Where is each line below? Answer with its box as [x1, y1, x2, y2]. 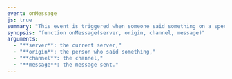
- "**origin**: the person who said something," [13, 49, 156, 56]
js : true [7, 16, 32, 23]
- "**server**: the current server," [13, 42, 122, 49]
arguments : [7, 36, 39, 43]
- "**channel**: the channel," [13, 55, 104, 62]
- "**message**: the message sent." [13, 61, 119, 68]
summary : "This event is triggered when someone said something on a [7, 23, 212, 30]
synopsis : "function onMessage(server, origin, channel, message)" [7, 29, 206, 36]
